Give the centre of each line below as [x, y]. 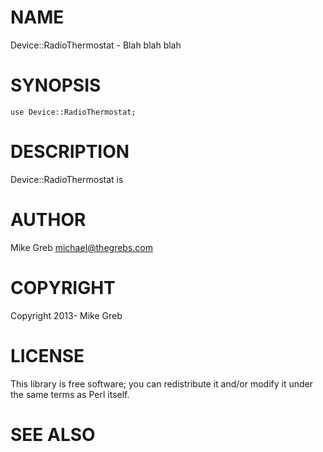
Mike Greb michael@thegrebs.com [81, 247]
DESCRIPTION [70, 152]
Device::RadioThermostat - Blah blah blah [96, 45]
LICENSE [47, 355]
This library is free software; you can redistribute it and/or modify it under [162, 383]
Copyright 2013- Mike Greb [66, 315]
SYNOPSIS [56, 85]
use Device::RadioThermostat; [73, 112]
